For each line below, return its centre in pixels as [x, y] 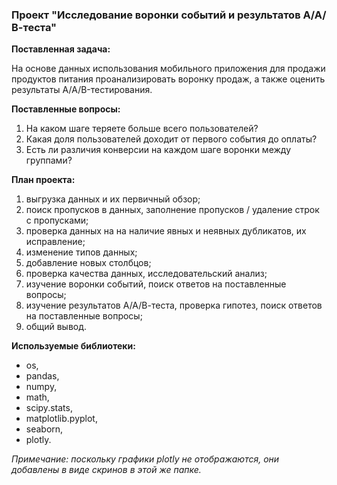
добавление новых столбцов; [88, 263]
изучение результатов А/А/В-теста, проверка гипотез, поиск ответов [174, 305]
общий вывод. [56, 327]
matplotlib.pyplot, [61, 419]
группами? [49, 160]
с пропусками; [57, 220]
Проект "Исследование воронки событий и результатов [156, 15]
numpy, [41, 387]
